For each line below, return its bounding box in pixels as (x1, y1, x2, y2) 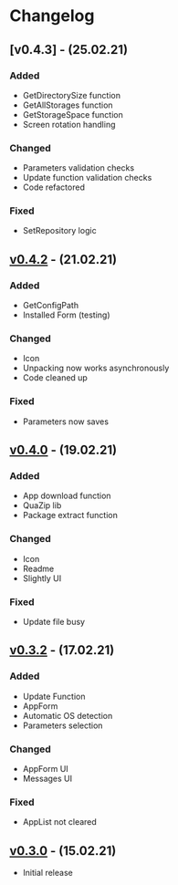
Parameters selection (22, 720, 103, 731)
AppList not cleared (22, 817, 98, 828)
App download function (22, 490, 111, 502)
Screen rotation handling (22, 119, 116, 130)
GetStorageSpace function (22, 109, 123, 120)
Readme (22, 563, 55, 574)
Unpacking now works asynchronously (22, 362, 170, 374)
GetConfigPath (22, 300, 79, 311)
